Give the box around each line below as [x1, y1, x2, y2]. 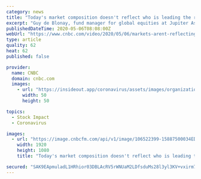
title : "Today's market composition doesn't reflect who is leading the [6, 14, 191, 20]
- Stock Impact [11, 114, 50, 120]
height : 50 [22, 98, 50, 104]
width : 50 [22, 93, 47, 99]
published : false [6, 53, 50, 59]
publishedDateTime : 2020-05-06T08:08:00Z [6, 25, 111, 32]
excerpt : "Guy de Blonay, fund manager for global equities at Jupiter [6, 20, 188, 26]
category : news [6, 8, 44, 15]
